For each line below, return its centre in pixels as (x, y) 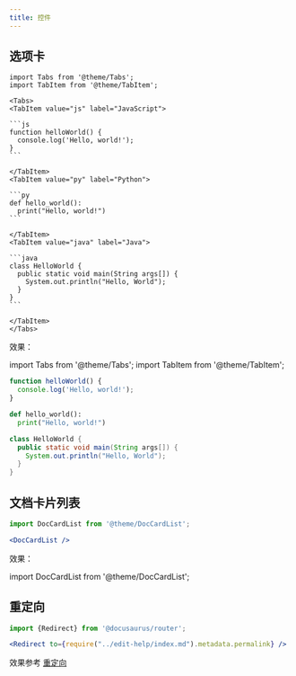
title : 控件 (30, 18)
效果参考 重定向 (38, 663)
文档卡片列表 (45, 503)
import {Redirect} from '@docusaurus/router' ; (98, 628)
